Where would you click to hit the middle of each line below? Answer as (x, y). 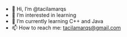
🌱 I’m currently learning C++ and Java (57, 21)
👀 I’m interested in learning (44, 15)
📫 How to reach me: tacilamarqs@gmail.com (66, 28)
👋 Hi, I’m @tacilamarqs (39, 9)
